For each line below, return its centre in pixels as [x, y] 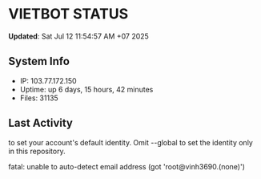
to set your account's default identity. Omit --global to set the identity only [131, 142]
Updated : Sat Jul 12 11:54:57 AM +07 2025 [79, 36]
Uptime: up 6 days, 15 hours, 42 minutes [86, 89]
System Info [39, 61]
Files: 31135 [39, 98]
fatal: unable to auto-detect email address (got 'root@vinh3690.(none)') [127, 166]
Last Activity [41, 123]
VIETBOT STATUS [68, 14]
